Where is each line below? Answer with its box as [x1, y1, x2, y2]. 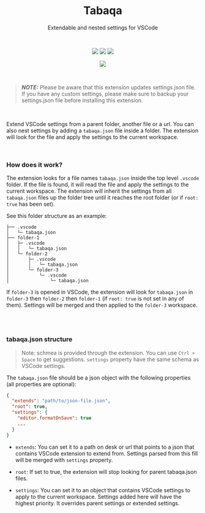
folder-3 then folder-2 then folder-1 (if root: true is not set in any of [6, 295, 185, 302]
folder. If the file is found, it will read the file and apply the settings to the [6, 181, 189, 189]
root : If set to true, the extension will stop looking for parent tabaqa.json [15, 468, 197, 475]
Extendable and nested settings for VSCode [48, 24, 158, 31]
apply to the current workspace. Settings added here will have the [15, 493, 182, 500]
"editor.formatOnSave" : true [17, 415, 92, 421]
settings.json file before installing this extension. [21, 96, 143, 104]
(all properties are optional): [6, 380, 76, 388]
